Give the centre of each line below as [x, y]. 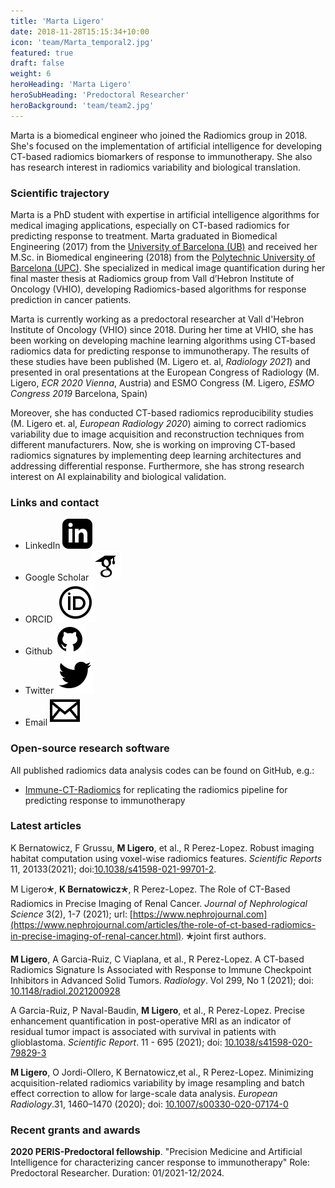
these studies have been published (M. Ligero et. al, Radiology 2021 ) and [160, 361]
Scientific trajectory [60, 193]
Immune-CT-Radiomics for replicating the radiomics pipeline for [156, 789]
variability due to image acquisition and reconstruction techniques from [157, 434]
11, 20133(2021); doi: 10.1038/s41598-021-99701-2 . [113, 869]
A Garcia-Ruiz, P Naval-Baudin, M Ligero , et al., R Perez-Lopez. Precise [157, 1010]
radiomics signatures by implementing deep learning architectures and [156, 455]
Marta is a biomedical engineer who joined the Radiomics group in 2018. [159, 135]
